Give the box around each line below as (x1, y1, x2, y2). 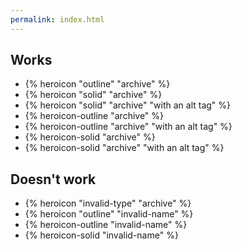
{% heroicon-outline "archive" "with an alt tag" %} (24, 121, 233, 133)
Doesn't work (10, 171, 97, 188)
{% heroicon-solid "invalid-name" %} (24, 229, 179, 241)
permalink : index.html (10, 14, 105, 25)
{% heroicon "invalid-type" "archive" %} (24, 197, 192, 210)
